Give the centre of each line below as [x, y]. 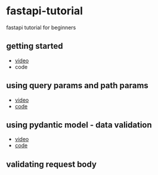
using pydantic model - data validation [79, 125]
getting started [35, 46]
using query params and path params [78, 85]
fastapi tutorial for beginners [41, 27]
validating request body [52, 164]
